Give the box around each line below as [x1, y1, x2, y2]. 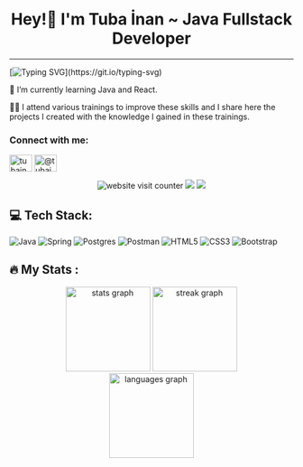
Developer [112, 28, 191, 49]
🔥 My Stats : [9, 262, 79, 277]
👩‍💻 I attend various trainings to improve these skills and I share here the [9, 101, 276, 112]
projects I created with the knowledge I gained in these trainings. [9, 111, 250, 122]
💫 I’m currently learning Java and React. [9, 84, 158, 95]
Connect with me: [9, 134, 89, 146]
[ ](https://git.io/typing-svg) [9, 66, 162, 77]
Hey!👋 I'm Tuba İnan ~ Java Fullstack [10, 9, 293, 30]
